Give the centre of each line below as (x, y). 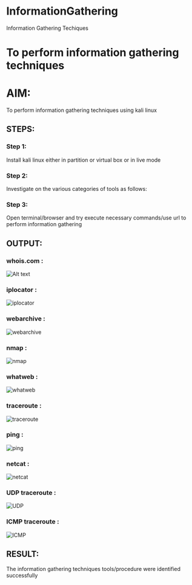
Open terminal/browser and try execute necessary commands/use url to (96, 218)
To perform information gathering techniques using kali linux (82, 110)
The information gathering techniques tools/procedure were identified (93, 569)
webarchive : (26, 319)
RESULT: (23, 554)
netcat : (18, 463)
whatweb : (22, 376)
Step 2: (17, 176)
